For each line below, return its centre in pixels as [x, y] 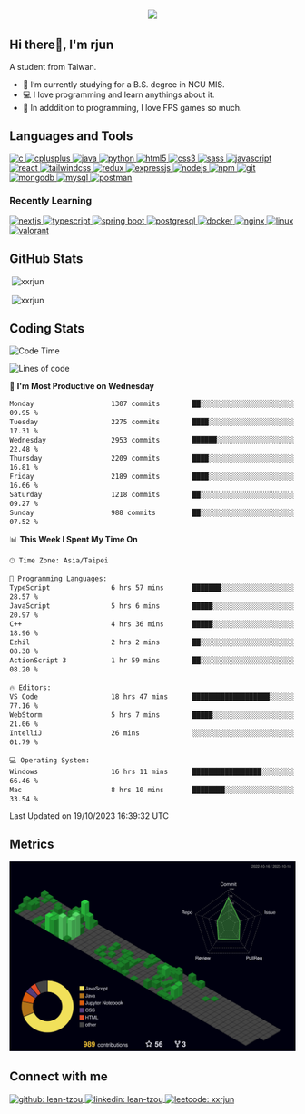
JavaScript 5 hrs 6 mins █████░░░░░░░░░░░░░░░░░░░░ [152, 606]
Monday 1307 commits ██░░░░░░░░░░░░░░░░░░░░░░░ [152, 403]
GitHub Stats [46, 259]
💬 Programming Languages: [58, 578]
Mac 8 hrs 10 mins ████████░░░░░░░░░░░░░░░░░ [152, 790]
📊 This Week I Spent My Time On [74, 539]
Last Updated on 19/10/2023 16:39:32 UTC [89, 816]
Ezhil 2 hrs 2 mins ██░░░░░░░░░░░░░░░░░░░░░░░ [152, 642]
